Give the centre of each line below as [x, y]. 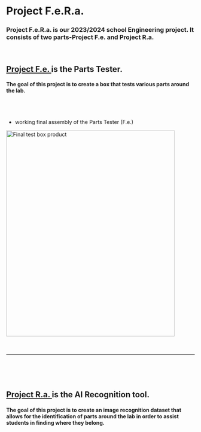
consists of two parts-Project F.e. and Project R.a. [80, 37]
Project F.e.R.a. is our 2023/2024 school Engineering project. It [100, 30]
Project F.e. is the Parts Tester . [64, 69]
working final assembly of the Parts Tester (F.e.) [74, 122]
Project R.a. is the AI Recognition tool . [78, 395]
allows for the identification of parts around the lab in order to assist [93, 416]
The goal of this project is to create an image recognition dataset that [94, 410]
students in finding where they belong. [55, 423]
